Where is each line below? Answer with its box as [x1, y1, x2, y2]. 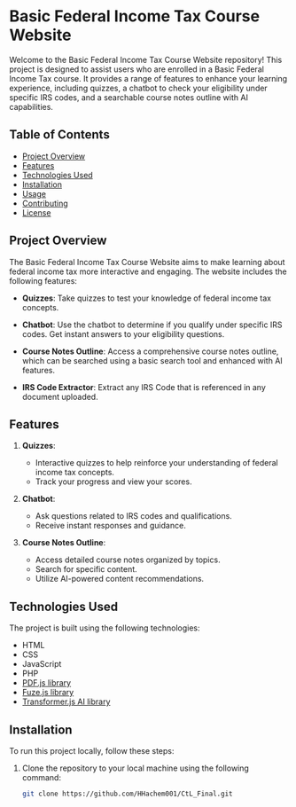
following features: [9, 275, 78, 286]
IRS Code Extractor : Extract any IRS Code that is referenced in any [21, 381, 266, 392]
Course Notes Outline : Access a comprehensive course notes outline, [21, 346, 279, 356]
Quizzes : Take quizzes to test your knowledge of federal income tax [21, 293, 272, 303]
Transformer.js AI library [21, 696, 111, 707]
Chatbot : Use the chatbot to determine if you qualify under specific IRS [21, 319, 283, 330]
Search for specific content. [35, 564, 137, 575]
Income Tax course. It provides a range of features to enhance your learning [9, 73, 288, 83]
